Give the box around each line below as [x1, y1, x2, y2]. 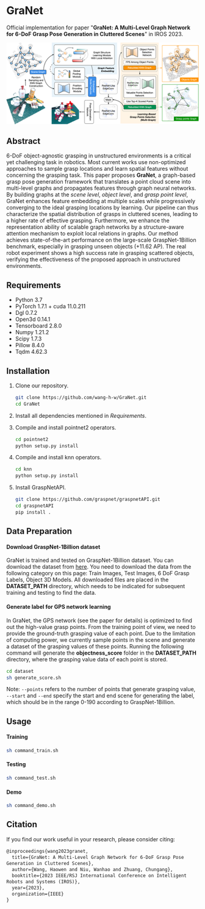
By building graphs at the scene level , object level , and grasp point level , [6, 191, 188, 198]
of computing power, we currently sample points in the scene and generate [6, 636, 195, 644]
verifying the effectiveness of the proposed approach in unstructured [6, 256, 181, 263]
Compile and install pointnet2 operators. [15, 423, 117, 431]
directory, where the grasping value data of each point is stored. [6, 655, 168, 663]
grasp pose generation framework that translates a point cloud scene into [6, 178, 191, 185]
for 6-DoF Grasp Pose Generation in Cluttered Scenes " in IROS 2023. [6, 30, 184, 37]
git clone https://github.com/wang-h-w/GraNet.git [15, 394, 147, 400]
